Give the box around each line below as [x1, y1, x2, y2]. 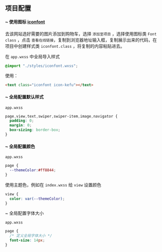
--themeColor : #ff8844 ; [9, 168, 56, 173]
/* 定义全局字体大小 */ [9, 233, 53, 238]
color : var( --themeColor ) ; [9, 196, 65, 201]
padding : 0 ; [9, 118, 34, 124]
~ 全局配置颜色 [5, 143, 35, 149]
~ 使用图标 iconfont [5, 19, 45, 25]
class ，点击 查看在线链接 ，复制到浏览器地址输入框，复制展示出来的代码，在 [5, 37, 158, 43]
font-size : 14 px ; [9, 238, 45, 243]
